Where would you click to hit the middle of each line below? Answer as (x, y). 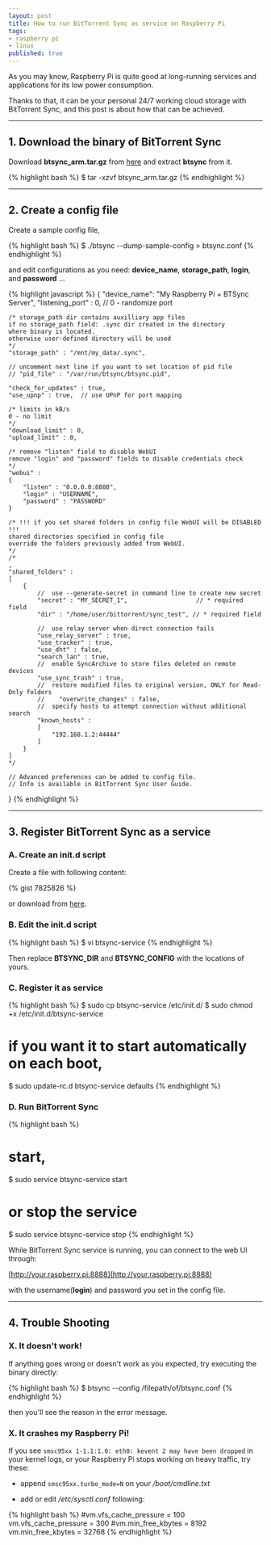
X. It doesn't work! (45, 1346)
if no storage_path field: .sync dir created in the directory (117, 324)
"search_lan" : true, (74, 657)
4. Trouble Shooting (59, 1323)
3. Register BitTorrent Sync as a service (110, 832)
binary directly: (33, 1372)
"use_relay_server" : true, (84, 635)
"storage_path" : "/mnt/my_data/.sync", (77, 352)
